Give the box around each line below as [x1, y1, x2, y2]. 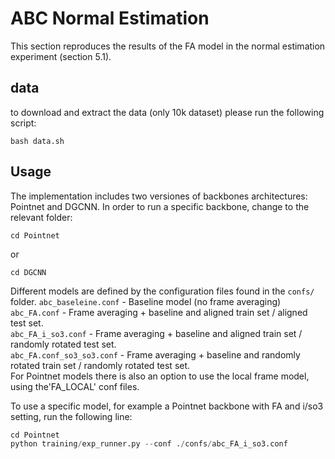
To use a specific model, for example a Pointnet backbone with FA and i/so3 [10, 400, 324, 412]
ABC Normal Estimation [10, 7, 210, 30]
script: [10, 117, 37, 129]
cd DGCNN [10, 267, 47, 277]
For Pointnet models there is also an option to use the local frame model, [10, 370, 310, 382]
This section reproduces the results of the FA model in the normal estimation [10, 40, 326, 52]
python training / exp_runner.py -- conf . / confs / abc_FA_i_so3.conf [10, 439, 288, 449]
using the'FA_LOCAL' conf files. [10, 380, 140, 392]
